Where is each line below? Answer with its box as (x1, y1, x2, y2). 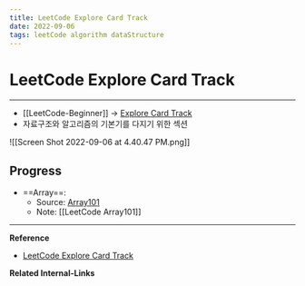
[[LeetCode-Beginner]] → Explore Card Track (22, 108, 192, 119)
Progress (9, 163, 62, 178)
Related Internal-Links (9, 268, 95, 279)
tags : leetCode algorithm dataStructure (9, 30, 165, 39)
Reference (9, 232, 50, 243)
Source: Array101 (35, 197, 100, 208)
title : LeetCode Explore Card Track (9, 13, 148, 23)
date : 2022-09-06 (9, 22, 75, 31)
